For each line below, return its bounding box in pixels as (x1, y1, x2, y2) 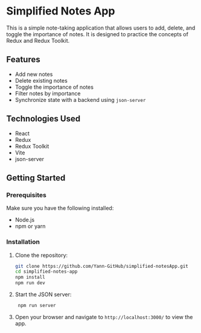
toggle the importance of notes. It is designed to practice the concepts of (6, 30, 189, 37)
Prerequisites (6, 191, 46, 199)
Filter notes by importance (14, 89, 81, 97)
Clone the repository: (14, 252, 68, 259)
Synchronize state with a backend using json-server (14, 96, 146, 103)
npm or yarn (14, 223, 46, 230)
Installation (6, 238, 40, 246)
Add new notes (14, 71, 53, 78)
